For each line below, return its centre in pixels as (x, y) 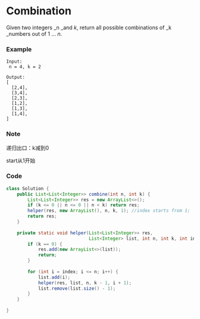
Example (19, 49)
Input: (14, 62)
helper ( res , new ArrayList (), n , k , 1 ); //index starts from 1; (109, 211)
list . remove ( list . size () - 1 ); (77, 288)
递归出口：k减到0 (28, 148)
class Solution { (28, 188)
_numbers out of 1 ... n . (34, 33)
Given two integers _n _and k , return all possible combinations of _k (89, 27)
